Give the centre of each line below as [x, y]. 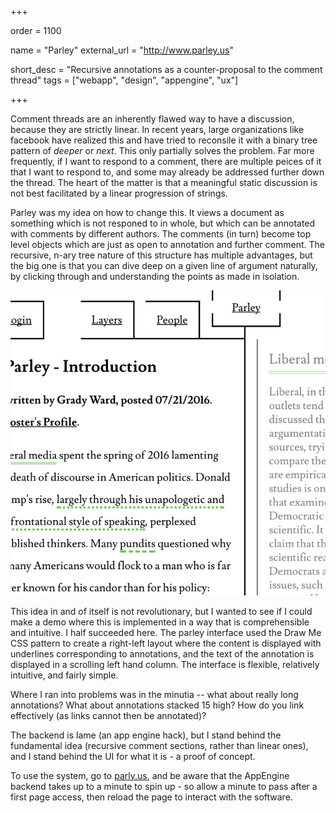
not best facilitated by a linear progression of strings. [119, 193]
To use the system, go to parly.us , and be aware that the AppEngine [150, 775]
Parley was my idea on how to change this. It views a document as [147, 212]
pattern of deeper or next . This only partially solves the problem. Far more [162, 150]
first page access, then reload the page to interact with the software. [151, 797]
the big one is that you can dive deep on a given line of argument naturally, [164, 265]
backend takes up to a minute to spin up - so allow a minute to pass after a [164, 786]
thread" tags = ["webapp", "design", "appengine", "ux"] [124, 80]
